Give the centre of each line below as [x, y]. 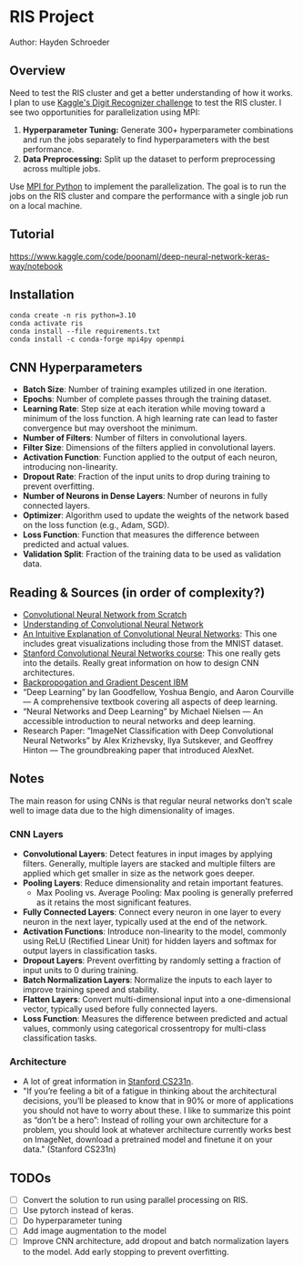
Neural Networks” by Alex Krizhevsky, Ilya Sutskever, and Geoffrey [148, 740]
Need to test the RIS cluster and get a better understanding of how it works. [151, 92]
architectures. [49, 673]
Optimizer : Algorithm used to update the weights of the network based [156, 515]
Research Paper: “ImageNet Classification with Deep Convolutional [148, 731]
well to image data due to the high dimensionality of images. [122, 810]
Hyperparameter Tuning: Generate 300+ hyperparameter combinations [158, 130]
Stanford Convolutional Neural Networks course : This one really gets [151, 653]
